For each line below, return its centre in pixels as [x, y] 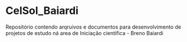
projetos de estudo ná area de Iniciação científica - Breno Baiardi [84, 33]
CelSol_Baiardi [42, 11]
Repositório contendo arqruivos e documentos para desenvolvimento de [93, 27]
